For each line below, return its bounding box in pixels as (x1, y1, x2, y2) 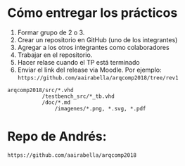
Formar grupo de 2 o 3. (17, 28, 85, 37)
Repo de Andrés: (7, 129, 107, 145)
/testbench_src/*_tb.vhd (42, 93, 115, 100)
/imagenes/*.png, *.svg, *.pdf (54, 105, 146, 112)
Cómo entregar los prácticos (7, 5, 178, 21)
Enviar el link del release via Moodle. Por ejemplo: (17, 65, 162, 74)
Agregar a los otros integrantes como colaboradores (17, 43, 170, 51)
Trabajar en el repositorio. (17, 51, 93, 59)
